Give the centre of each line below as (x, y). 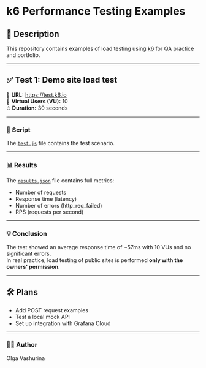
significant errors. (29, 253)
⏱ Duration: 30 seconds (37, 108)
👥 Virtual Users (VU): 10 (37, 101)
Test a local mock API (43, 317)
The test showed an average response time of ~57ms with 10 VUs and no (99, 247)
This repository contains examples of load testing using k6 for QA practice (100, 48)
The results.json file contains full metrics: (60, 181)
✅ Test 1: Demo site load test (62, 80)
